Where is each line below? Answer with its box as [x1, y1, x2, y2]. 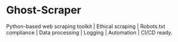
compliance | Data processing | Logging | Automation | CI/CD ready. [6, 29, 173, 36]
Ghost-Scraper [6, 3, 82, 17]
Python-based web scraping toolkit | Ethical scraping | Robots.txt [6, 23, 166, 30]
